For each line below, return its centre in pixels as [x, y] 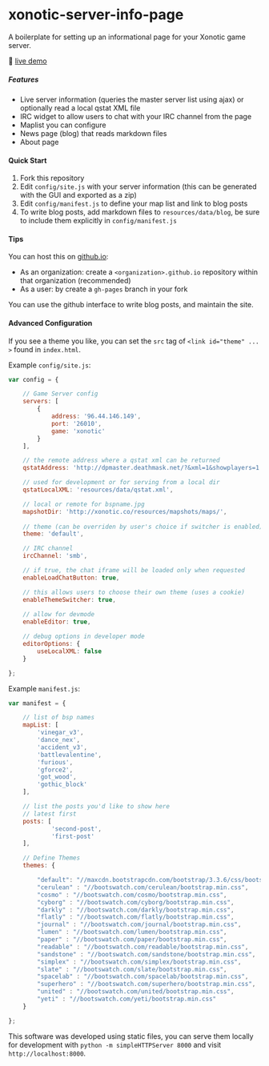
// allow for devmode [58, 615]
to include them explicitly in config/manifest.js [98, 221]
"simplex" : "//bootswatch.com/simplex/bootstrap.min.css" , [139, 962]
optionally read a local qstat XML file [80, 108]
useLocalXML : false [70, 651]
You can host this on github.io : [58, 257]
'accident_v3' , [62, 747]
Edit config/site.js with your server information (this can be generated [139, 186]
